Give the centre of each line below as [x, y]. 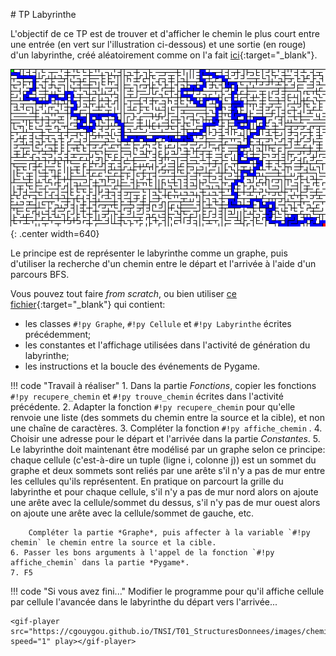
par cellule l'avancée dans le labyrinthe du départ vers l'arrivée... [144, 602]
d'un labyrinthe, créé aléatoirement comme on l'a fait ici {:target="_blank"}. [164, 55]
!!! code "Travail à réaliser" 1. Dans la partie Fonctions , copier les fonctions [163, 385]
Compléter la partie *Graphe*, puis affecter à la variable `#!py [169, 533]
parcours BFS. [40, 274]
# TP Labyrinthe [43, 14]
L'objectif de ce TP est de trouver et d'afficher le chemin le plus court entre [165, 33]
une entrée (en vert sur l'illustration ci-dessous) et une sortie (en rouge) [158, 44]
